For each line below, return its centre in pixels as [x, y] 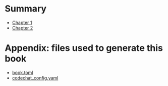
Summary [25, 9]
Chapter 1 [22, 22]
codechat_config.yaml [35, 77]
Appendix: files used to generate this [84, 48]
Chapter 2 [22, 27]
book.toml [22, 72]
